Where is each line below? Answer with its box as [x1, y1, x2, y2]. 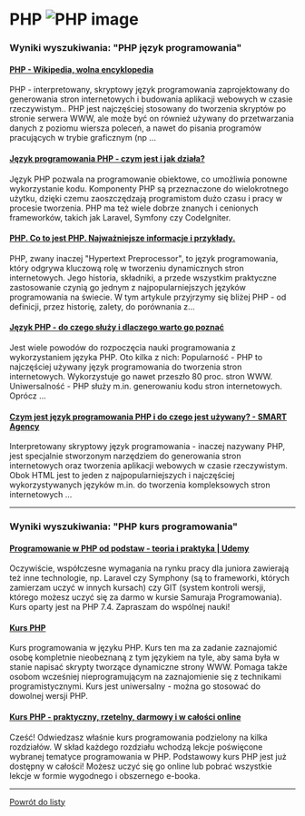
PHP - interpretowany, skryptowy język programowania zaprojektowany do [9, 84, 290, 95]
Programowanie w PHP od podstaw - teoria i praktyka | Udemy [9, 543, 250, 554]
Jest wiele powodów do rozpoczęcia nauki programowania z [9, 341, 236, 353]
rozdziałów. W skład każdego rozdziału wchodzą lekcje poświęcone [9, 741, 263, 752]
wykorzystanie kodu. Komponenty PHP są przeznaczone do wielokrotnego [9, 182, 289, 194]
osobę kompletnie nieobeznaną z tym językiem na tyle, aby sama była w [9, 652, 280, 663]
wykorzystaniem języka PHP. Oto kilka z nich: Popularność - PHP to [9, 351, 263, 362]
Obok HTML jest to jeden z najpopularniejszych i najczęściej [9, 470, 235, 481]
